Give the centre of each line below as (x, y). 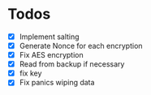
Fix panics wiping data (57, 83)
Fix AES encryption (52, 55)
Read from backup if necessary (72, 64)
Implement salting (49, 37)
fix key (30, 73)
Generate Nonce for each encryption (81, 46)
